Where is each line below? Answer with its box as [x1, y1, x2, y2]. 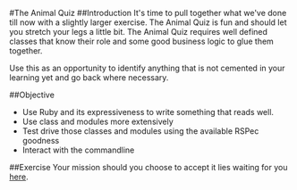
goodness [21, 136, 60, 145]
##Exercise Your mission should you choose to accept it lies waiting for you [9, 162, 288, 172]
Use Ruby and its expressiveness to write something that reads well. [21, 107, 275, 117]
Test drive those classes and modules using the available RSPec [21, 126, 259, 136]
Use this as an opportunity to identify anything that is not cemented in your [9, 62, 285, 73]
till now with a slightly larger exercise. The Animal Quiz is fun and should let [9, 17, 287, 28]
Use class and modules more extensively [21, 116, 174, 127]
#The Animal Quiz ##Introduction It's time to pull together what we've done [9, 8, 287, 18]
